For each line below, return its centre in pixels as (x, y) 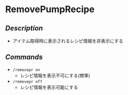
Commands (24, 57)
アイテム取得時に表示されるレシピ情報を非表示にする (68, 41)
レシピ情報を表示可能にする (49, 87)
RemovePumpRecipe (50, 9)
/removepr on (26, 70)
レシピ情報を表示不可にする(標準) (55, 75)
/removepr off (27, 82)
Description (24, 28)
